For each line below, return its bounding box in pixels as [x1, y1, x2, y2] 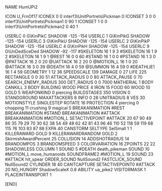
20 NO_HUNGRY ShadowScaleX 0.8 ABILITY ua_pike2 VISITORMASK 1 [5, 167, 146, 172]
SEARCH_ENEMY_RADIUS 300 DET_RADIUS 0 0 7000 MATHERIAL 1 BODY [5, 79, 154, 85]
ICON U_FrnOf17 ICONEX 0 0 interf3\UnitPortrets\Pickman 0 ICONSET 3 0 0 [5, 14, 156, 19]
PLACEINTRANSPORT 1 [5, 172, 52, 177]
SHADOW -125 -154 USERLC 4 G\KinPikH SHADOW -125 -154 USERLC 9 [5, 44, 150, 49]
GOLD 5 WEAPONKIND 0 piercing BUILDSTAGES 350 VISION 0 [5, 89, 131, 95]
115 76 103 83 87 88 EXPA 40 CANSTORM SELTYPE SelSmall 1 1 [5, 126, 132, 131]
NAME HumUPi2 [5, 4, 38, 10]
